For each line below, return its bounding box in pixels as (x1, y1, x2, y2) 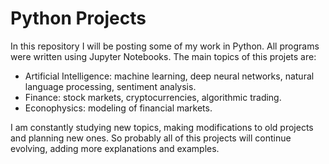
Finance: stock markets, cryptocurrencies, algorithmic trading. (24, 91, 282, 103)
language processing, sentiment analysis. (24, 80, 197, 92)
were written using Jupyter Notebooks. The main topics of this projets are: (10, 50, 317, 62)
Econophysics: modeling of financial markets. (24, 102, 213, 114)
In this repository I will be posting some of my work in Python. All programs (10, 40, 320, 52)
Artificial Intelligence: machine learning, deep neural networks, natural (24, 70, 315, 82)
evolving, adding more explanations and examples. (10, 142, 220, 154)
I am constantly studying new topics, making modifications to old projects (10, 121, 314, 133)
